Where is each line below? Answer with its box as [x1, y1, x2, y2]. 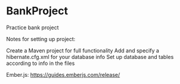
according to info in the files [6, 60, 75, 67]
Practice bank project [6, 24, 59, 31]
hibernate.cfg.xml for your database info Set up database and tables [6, 53, 174, 60]
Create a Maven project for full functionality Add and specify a [6, 46, 160, 54]
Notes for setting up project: [6, 35, 76, 42]
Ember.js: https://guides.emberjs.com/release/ [6, 71, 120, 78]
